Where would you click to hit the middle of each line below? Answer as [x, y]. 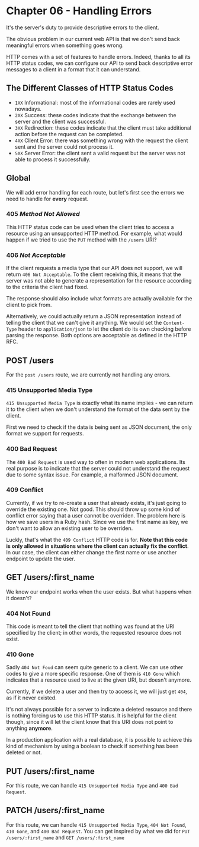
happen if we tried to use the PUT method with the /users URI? [81, 240]
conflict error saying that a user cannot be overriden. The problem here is [96, 515]
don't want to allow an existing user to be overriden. [70, 528]
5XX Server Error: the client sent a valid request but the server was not [100, 153]
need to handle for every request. [47, 199]
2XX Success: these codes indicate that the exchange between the [95, 115]
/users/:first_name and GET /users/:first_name [65, 837]
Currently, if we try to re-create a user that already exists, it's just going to [96, 503]
